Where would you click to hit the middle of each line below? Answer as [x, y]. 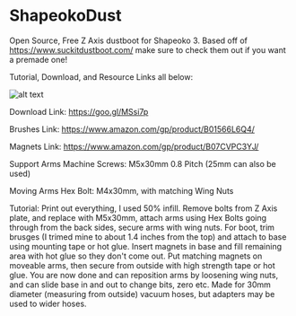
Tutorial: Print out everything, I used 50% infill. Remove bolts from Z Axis [144, 208]
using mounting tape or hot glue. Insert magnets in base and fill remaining [146, 246]
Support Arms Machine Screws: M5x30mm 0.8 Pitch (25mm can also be [143, 163]
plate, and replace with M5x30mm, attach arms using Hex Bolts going [138, 217]
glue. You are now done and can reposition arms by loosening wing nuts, [144, 275]
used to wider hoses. [48, 303]
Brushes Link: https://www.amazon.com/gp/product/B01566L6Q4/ [132, 129]
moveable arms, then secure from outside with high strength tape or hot [142, 265]
